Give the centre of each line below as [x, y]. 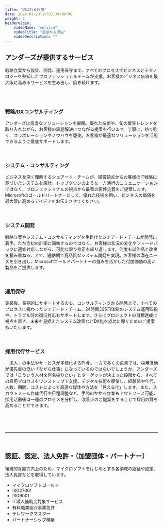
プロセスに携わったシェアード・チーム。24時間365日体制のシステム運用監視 [81, 309]
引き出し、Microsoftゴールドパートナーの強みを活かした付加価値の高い [85, 261]
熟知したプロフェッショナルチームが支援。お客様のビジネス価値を [88, 76]
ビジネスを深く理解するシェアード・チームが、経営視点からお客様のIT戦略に [81, 177]
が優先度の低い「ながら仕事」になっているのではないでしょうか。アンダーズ [81, 369]
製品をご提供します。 [26, 267]
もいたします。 [20, 327]
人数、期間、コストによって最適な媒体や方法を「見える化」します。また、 [79, 387]
